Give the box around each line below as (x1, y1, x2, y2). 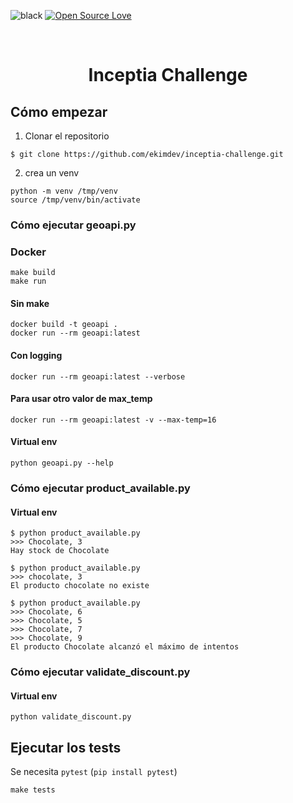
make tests (10, 785, 56, 795)
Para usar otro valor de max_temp (10, 393, 153, 405)
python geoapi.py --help (10, 458, 114, 469)
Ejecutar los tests (10, 739, 122, 756)
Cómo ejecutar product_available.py (10, 481, 191, 495)
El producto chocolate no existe (10, 581, 150, 591)
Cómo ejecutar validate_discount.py (10, 665, 191, 679)
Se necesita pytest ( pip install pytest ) (10, 766, 178, 778)
